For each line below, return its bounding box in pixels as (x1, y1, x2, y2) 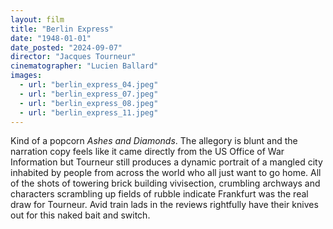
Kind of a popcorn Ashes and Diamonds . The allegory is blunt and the (10, 135, 298, 147)
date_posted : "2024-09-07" (10, 42, 123, 53)
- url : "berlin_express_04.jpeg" (19, 80, 159, 90)
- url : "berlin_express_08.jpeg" (19, 98, 159, 108)
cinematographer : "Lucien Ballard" (10, 61, 159, 71)
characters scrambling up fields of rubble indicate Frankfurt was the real (10, 188, 309, 200)
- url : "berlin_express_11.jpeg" (19, 107, 159, 118)
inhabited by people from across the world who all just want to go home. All (10, 167, 322, 179)
